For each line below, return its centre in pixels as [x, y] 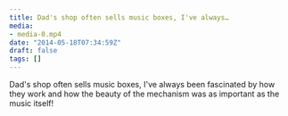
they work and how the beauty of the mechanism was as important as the [144, 94]
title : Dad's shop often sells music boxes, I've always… [119, 17]
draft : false [33, 51]
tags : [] [25, 59]
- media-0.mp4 [36, 34]
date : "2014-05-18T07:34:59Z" [66, 42]
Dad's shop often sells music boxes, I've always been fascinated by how [142, 84]
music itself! [32, 103]
